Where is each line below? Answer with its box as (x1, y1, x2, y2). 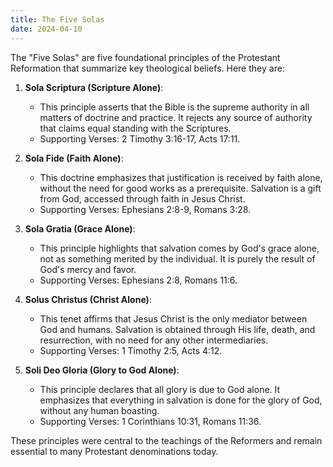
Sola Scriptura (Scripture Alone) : (24, 81, 164, 93)
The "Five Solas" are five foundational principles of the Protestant (10, 51, 281, 63)
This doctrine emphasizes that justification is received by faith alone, (39, 171, 323, 183)
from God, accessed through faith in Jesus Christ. (39, 192, 246, 205)
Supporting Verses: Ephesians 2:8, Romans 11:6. (39, 274, 238, 286)
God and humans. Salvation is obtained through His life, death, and (39, 323, 316, 335)
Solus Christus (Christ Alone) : (24, 293, 152, 305)
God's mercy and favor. (39, 263, 137, 275)
